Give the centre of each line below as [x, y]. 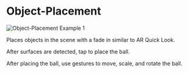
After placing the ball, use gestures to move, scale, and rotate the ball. [95, 63]
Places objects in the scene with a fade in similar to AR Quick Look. [91, 40]
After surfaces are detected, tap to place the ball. [68, 51]
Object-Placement [54, 11]
